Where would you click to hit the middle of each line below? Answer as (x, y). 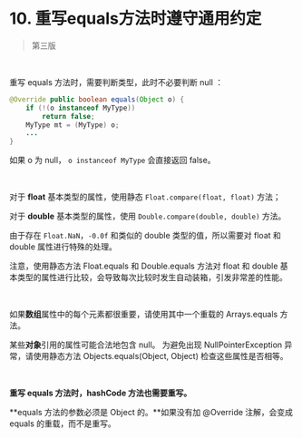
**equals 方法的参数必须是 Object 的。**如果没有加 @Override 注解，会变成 (151, 413)
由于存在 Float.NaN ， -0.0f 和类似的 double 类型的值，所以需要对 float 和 (145, 236)
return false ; (68, 116)
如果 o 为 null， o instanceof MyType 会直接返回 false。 (112, 161)
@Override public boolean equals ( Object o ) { (97, 99)
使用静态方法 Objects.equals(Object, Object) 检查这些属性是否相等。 (161, 356)
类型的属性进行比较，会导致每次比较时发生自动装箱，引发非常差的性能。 (152, 277)
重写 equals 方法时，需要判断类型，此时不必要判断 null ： (117, 82)
